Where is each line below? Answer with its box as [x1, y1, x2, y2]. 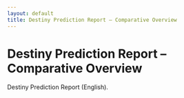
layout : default [7, 10, 54, 17]
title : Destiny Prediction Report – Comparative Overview [7, 16, 177, 23]
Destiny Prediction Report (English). [7, 83, 109, 91]
